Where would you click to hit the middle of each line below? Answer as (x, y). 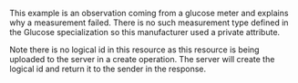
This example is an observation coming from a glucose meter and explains (149, 13)
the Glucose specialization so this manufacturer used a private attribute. (145, 32)
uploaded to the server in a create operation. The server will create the (142, 59)
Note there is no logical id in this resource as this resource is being (134, 50)
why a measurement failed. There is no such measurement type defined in (149, 23)
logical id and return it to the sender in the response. (108, 69)
